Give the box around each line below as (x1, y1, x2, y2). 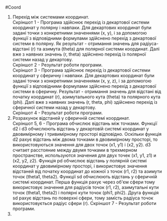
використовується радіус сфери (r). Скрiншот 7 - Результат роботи (12, 200, 156, 206)
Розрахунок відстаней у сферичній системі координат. (12, 115, 130, 121)
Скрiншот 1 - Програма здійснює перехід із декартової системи (12, 20, 149, 25)
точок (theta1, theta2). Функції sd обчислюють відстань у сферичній (12, 174, 157, 179)
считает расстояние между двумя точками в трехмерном (12, 147, 137, 153)
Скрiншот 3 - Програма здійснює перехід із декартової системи (12, 67, 150, 73)
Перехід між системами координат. (12, 14, 89, 20)
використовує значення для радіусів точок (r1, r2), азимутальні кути (12, 184, 159, 190)
